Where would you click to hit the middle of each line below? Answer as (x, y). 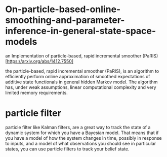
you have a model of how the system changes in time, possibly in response (83, 138)
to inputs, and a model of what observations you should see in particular (81, 143)
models (21, 42)
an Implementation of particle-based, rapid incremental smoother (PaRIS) (82, 56)
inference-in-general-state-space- (81, 31)
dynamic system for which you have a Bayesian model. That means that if (82, 133)
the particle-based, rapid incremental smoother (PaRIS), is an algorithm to (82, 71)
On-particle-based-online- (63, 9)
